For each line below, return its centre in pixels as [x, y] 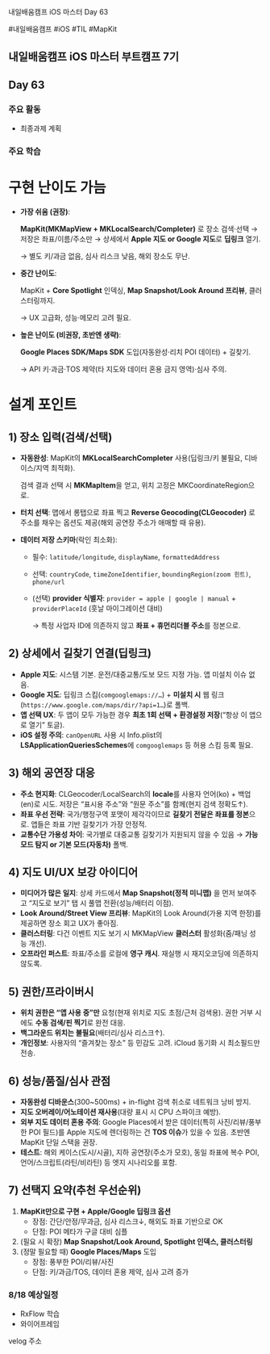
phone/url [49, 582]
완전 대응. [111, 1023]
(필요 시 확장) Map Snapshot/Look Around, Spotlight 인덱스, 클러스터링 [136, 1241]
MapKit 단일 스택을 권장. [59, 1142]
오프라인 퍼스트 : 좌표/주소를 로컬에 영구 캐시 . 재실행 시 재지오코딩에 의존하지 [139, 954]
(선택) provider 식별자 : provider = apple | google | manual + [134, 598]
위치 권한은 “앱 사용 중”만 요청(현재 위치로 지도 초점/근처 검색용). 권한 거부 [137, 1012]
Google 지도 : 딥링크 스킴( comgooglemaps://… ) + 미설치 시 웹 [114, 694]
